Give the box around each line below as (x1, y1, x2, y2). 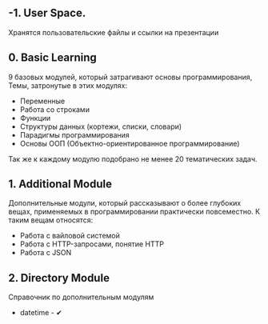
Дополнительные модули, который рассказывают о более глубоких (8, 198, 242, 208)
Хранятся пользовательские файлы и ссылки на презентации (8, 27, 219, 37)
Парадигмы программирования (19, 130, 130, 139)
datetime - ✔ (19, 308, 62, 318)
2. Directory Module (8, 271, 110, 285)
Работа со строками (19, 104, 90, 114)
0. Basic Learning (8, 51, 98, 65)
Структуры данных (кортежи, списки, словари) (19, 122, 182, 131)
